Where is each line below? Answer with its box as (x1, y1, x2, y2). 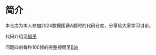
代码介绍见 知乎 (5, 33, 37, 39)
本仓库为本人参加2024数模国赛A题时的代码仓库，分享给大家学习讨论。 (5, 22, 154, 29)
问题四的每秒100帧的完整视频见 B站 (5, 44, 79, 50)
